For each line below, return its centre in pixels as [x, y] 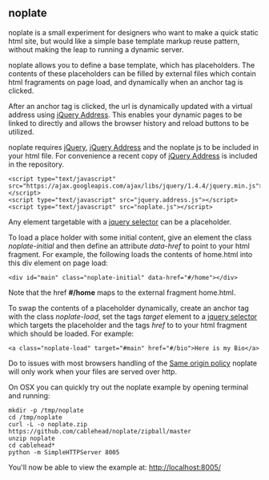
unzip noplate [32, 438]
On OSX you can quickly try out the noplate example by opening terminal [128, 387]
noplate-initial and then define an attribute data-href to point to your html [129, 246]
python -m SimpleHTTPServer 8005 [64, 452]
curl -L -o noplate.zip [48, 424]
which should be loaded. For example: [71, 333]
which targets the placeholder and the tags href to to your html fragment [128, 325]
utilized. [21, 131]
